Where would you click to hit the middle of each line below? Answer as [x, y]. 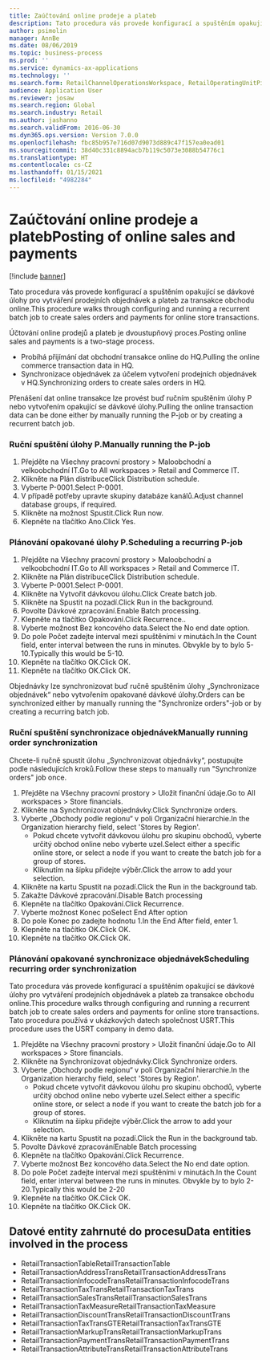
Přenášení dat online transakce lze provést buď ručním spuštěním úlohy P [131, 397]
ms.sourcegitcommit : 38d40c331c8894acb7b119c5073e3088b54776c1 [117, 150]
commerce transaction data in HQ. [77, 365]
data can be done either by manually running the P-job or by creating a [126, 415]
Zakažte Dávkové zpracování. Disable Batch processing [111, 895]
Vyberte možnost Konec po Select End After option [104, 912]
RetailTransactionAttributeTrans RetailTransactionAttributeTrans [124, 1349]
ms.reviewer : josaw [42, 98]
